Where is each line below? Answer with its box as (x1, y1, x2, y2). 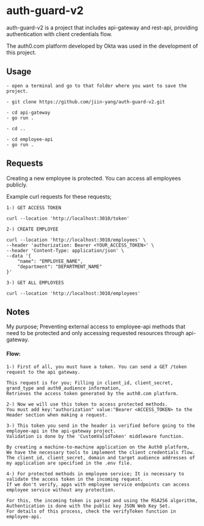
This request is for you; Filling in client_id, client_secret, (6, 380, 173, 386)
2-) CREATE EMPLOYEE (6, 226, 59, 232)
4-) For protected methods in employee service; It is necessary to (6, 470, 184, 477)
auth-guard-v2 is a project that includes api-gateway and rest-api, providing (6, 24, 199, 31)
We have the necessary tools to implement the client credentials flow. (6, 449, 195, 456)
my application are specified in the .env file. (6, 460, 133, 466)
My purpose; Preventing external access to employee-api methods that (6, 323, 186, 330)
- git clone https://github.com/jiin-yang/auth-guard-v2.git (6, 98, 166, 105)
